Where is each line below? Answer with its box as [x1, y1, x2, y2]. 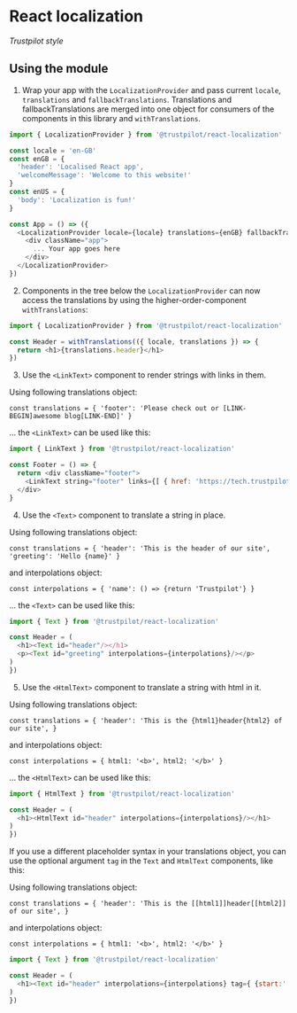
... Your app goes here [32, 245, 121, 253]
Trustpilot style [9, 35, 64, 46]
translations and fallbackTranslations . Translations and [21, 94, 232, 105]
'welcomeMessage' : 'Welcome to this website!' [17, 171, 192, 180]
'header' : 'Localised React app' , [17, 162, 144, 172]
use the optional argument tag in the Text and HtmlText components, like [9, 855, 274, 866]
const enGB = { [9, 154, 65, 163]
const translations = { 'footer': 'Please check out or [9, 404, 219, 413]
